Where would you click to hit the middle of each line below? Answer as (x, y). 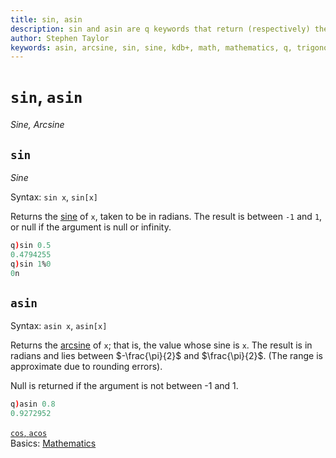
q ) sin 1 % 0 (31, 264)
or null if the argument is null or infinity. (91, 227)
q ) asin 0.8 (33, 404)
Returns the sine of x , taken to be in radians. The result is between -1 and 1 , (166, 216)
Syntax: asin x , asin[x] (59, 326)
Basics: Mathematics (53, 443)
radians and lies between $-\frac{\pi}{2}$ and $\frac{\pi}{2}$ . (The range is (166, 356)
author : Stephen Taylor (60, 38)
